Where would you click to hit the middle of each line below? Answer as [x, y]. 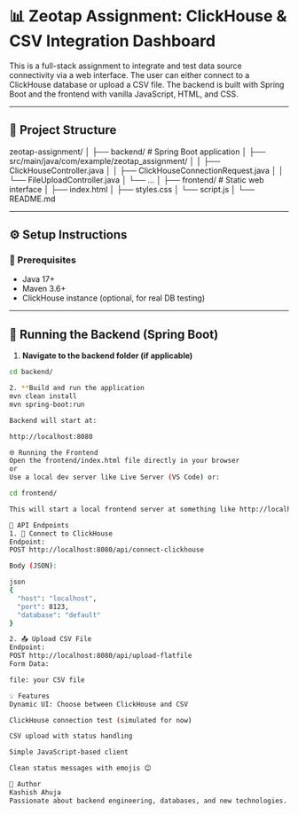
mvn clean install [43, 396]
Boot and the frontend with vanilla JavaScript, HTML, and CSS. [124, 94]
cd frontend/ [33, 493]
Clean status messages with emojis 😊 [80, 768]
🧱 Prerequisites [43, 260]
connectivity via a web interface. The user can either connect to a [129, 74]
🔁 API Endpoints [39, 525]
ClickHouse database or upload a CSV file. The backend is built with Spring [147, 84]
